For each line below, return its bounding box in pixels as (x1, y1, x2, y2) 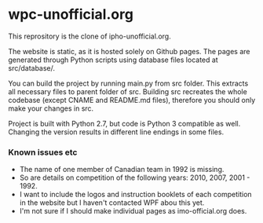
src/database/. (8, 63, 56, 72)
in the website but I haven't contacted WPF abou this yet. (19, 198, 205, 207)
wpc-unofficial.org (8, 5, 133, 24)
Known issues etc (8, 147, 78, 158)
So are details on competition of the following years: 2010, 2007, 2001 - (19, 173, 250, 182)
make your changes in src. (8, 104, 94, 113)
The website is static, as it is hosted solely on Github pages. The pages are (8, 46, 250, 56)
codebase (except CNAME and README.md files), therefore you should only (8, 95, 256, 104)
